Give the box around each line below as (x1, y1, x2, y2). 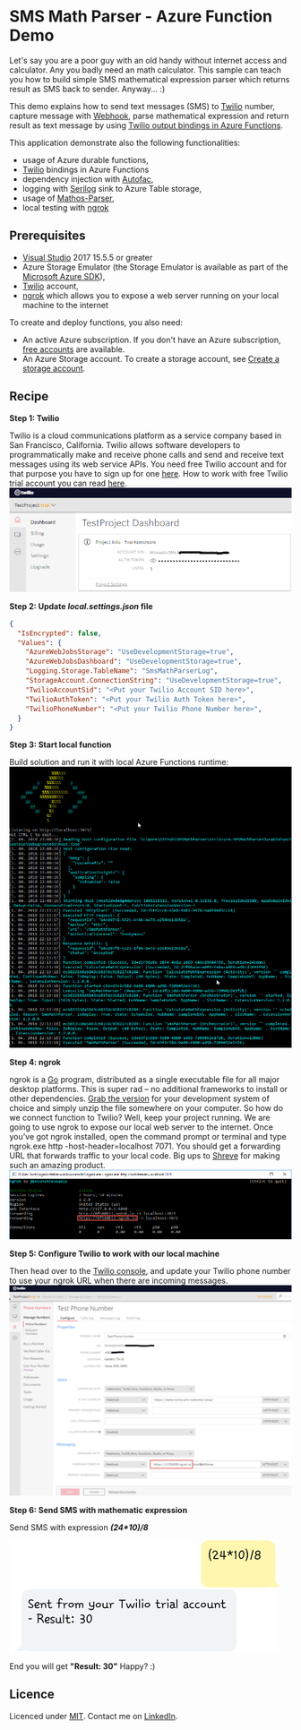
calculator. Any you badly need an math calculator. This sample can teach (9, 65, 282, 75)
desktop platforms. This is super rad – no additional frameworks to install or (9, 1083, 288, 1094)
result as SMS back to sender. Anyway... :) (9, 83, 166, 94)
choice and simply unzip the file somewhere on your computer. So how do (9, 1102, 284, 1113)
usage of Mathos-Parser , (21, 193, 115, 203)
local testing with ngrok (21, 202, 109, 212)
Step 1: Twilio (9, 412, 60, 423)
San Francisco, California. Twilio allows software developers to (9, 439, 241, 450)
